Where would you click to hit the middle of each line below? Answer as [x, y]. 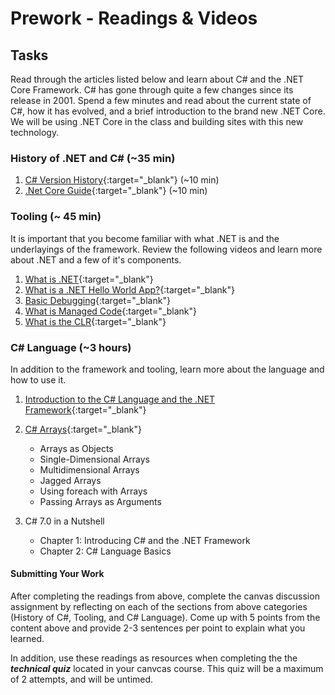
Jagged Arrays [70, 480]
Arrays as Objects [76, 448]
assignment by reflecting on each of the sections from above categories [159, 607]
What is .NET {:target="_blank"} [89, 279]
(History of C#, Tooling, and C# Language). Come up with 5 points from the [165, 618]
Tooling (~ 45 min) [56, 217]
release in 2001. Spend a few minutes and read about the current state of [161, 100]
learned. [27, 639]
